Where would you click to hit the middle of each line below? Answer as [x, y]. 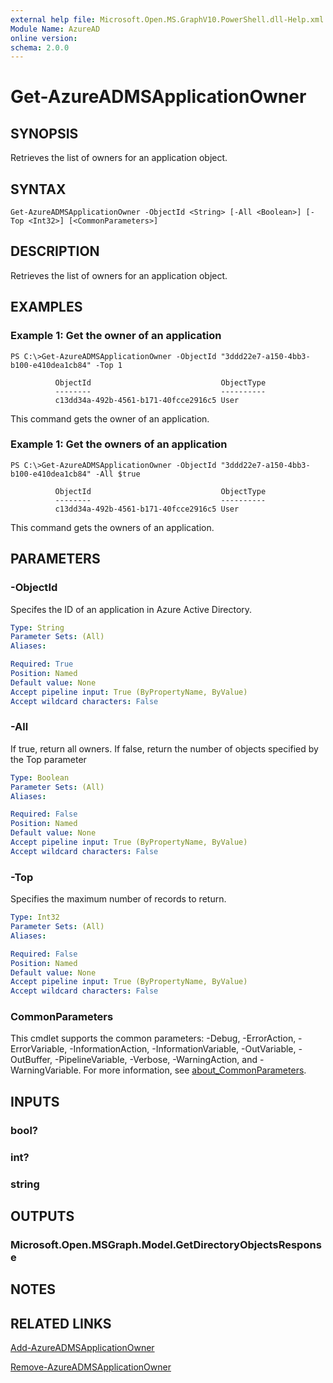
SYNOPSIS [44, 133]
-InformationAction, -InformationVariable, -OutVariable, [183, 1049]
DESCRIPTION [55, 251]
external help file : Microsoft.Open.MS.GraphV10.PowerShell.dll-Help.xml [167, 19]
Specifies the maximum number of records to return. [118, 899]
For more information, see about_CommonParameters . [195, 1070]
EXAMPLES [46, 307]
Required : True [42, 664]
